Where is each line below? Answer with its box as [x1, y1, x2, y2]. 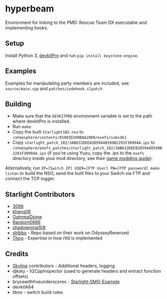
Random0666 [12, 219, 41, 225]
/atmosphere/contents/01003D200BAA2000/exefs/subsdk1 [12, 135, 127, 140]
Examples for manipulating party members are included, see [5, 80, 129, 86]
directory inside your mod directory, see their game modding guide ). [12, 155, 153, 161]
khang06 [12, 209, 31, 215]
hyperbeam [5, 3, 54, 14]
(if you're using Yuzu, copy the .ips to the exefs [47, 150, 145, 156]
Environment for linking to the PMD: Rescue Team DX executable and [5, 19, 147, 25]
